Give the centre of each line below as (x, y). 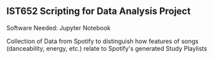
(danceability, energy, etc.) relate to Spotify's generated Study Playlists (107, 48)
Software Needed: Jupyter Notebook (59, 27)
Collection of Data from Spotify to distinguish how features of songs (103, 41)
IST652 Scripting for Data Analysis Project (99, 11)
